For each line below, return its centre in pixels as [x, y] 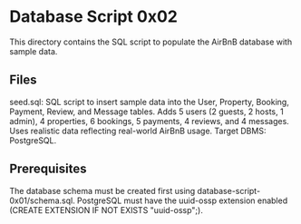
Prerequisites [48, 169]
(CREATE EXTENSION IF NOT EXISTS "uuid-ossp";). [107, 209]
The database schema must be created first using [102, 190]
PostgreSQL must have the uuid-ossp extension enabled [182, 200]
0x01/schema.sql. [42, 200]
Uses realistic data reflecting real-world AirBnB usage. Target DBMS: [138, 131]
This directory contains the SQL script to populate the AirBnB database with [151, 42]
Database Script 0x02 [94, 17]
